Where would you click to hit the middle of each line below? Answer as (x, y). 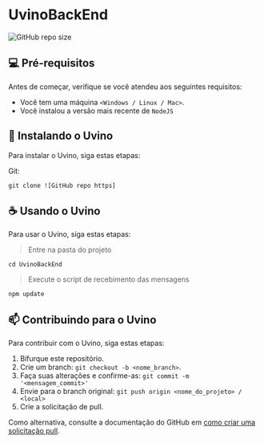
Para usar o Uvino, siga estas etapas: (70, 234)
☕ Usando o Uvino (54, 211)
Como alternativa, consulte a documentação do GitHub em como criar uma (132, 422)
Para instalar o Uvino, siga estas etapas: (74, 155)
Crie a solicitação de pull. (62, 407)
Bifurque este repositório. (62, 359)
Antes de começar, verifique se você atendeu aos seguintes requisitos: (125, 87)
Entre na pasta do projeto (70, 250)
